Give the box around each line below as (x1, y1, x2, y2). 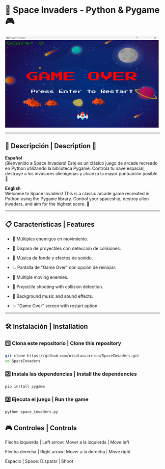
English (5, 185, 21, 191)
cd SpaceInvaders (5, 359, 41, 364)
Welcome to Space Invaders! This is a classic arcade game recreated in (5, 190, 150, 196)
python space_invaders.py (5, 410, 58, 415)
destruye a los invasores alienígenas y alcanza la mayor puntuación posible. (5, 170, 159, 176)
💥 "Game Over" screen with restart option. (12, 303, 99, 309)
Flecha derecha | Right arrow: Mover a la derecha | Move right (5, 449, 131, 455)
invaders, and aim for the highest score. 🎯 (5, 201, 90, 207)
